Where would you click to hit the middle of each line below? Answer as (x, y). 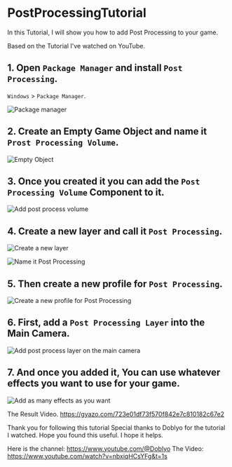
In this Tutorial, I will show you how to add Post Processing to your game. (113, 32)
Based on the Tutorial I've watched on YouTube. (76, 46)
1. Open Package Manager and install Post (95, 68)
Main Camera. (39, 333)
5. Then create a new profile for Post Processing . (115, 284)
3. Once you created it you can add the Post (104, 181)
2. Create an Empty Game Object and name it (107, 131)
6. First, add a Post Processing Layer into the (106, 323)
